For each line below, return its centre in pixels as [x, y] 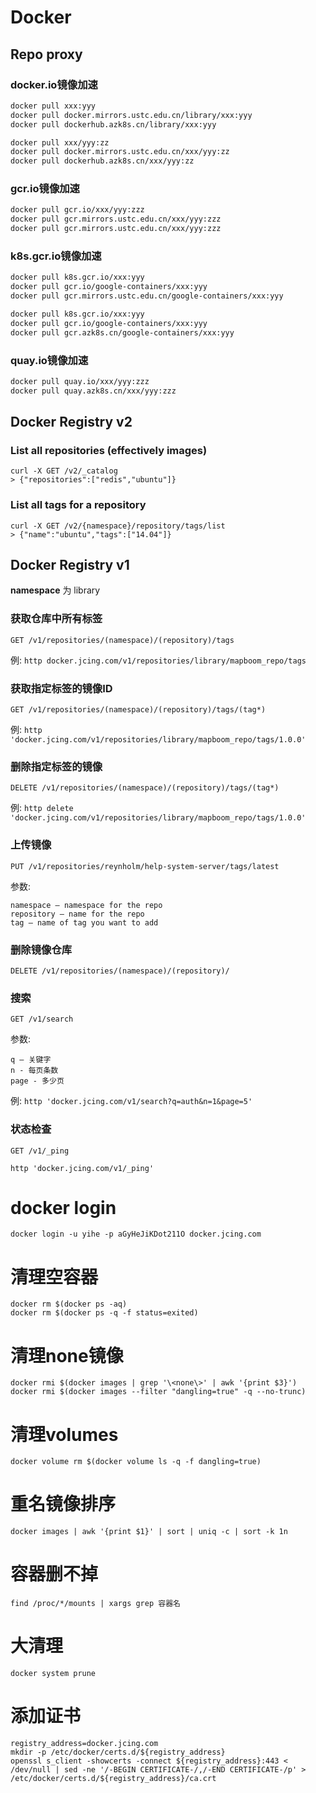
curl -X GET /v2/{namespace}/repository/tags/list [118, 526]
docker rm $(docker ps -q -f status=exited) [104, 1313]
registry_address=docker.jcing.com [84, 1744]
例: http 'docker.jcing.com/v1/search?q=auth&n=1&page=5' [131, 1101]
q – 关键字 [31, 1060]
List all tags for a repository [78, 505]
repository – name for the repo [77, 914]
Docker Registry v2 [71, 422]
